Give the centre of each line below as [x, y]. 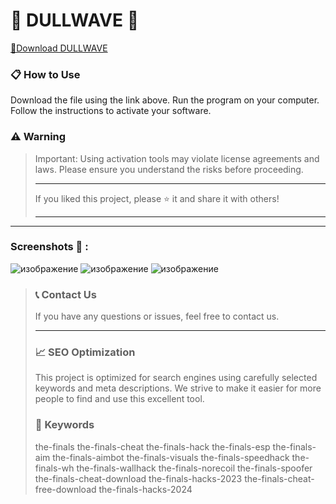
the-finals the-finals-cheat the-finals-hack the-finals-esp [152, 446]
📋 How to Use [45, 74]
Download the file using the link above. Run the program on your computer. [165, 100]
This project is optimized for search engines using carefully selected [176, 378]
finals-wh [54, 468]
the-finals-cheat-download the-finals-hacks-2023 [138, 478]
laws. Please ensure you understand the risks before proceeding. [169, 169]
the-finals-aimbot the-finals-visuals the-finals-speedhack [171, 457]
